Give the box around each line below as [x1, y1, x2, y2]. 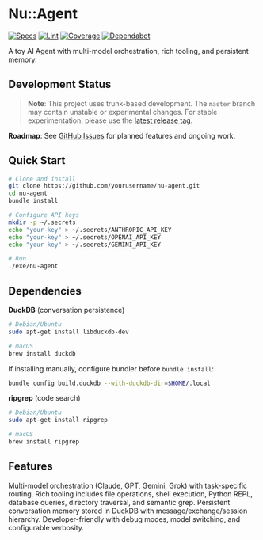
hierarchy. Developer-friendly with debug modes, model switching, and [8, 514, 241, 523]
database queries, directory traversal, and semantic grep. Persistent [8, 497, 231, 507]
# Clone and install [8, 175, 77, 183]
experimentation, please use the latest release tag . [27, 116, 193, 125]
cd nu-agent [8, 189, 48, 198]
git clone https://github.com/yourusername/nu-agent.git [8, 182, 200, 190]
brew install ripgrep [8, 438, 80, 446]
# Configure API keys [8, 211, 80, 219]
